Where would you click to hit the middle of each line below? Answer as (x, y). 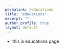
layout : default (21, 28)
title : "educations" (26, 14)
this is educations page (36, 41)
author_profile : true (27, 23)
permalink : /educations (29, 9)
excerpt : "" (17, 18)
